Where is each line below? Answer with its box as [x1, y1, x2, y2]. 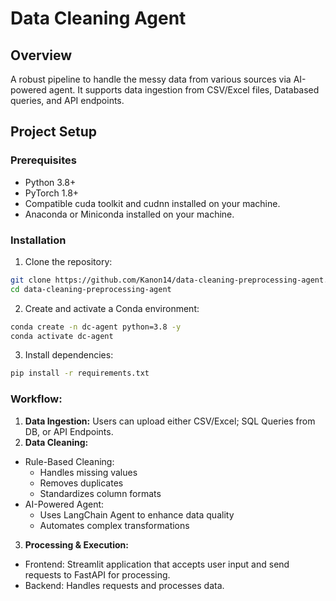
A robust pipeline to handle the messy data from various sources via [10, 73, 292, 85]
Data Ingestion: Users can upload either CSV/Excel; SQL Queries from [24, 415, 316, 427]
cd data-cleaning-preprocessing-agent [10, 284, 172, 294]
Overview [10, 47, 73, 64]
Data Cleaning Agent [10, 7, 187, 30]
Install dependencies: [24, 349, 114, 361]
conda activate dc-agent [10, 331, 114, 341]
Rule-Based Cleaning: [24, 455, 115, 467]
